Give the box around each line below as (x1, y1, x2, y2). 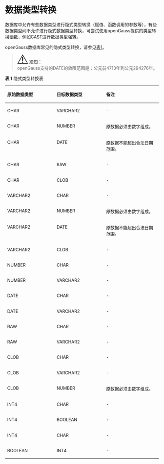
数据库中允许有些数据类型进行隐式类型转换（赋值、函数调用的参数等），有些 (5, 22, 157, 27)
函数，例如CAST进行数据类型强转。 (9, 34, 81, 40)
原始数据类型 (7, 92, 33, 98)
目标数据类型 (57, 92, 83, 98)
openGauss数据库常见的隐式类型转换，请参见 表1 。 (5, 44, 107, 50)
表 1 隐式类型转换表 (5, 75, 44, 81)
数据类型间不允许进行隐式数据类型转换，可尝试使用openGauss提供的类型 (5, 27, 152, 33)
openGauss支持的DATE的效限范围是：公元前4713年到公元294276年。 (17, 65, 158, 71)
